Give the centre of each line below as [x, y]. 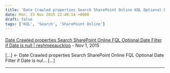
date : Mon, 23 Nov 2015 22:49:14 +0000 [47, 15]
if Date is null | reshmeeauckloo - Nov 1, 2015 [52, 45]
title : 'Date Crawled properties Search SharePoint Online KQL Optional [83, 10]
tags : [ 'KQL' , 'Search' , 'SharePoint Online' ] [55, 24]
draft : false [19, 19]
